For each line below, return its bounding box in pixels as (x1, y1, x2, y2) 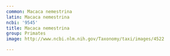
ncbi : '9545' (6, 19, 38, 25)
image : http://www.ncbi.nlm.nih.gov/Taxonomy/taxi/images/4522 (6, 36, 165, 42)
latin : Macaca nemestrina (6, 14, 69, 20)
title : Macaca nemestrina (6, 25, 69, 31)
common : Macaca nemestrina (6, 8, 72, 15)
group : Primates (6, 31, 46, 37)
